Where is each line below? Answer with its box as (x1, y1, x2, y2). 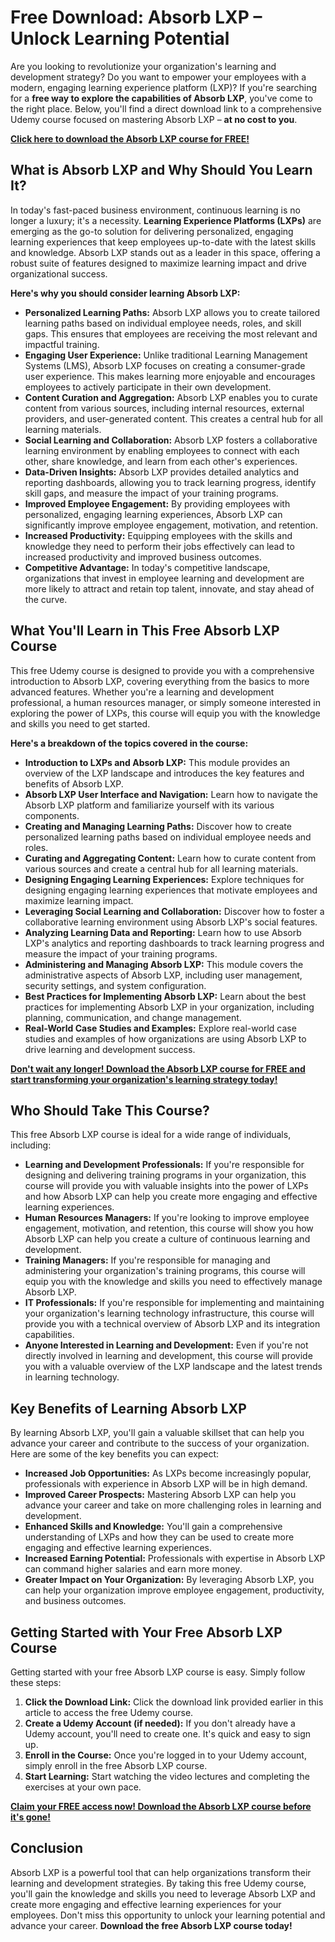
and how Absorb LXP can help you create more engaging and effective (24, 1191, 318, 1203)
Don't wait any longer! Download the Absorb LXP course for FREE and (10, 1062, 306, 1075)
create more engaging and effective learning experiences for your (10, 1898, 282, 1910)
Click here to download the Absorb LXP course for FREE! (10, 132, 250, 145)
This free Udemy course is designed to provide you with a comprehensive (10, 664, 315, 676)
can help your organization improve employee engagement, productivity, (24, 1584, 325, 1596)
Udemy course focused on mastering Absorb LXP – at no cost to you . (10, 113, 298, 125)
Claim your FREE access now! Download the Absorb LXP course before (10, 1801, 312, 1812)
